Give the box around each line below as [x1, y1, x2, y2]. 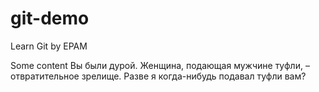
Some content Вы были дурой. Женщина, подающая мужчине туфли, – [10, 59, 310, 71]
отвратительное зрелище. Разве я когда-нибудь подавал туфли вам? [10, 70, 307, 82]
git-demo [10, 7, 90, 30]
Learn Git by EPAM [10, 40, 88, 52]
